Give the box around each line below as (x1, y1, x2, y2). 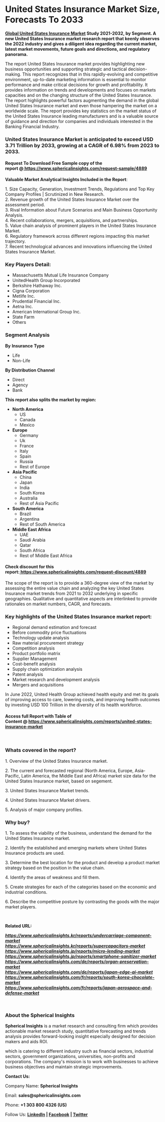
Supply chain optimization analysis (12, 666, 82, 672)
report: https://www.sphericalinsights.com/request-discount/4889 (5, 569, 146, 575)
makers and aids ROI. (5, 1039, 48, 1045)
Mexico (19, 422, 35, 428)
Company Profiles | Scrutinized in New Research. (5, 191, 105, 197)
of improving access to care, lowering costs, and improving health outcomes (5, 697, 160, 703)
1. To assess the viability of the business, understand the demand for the (5, 830, 152, 836)
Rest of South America (19, 521, 65, 527)
